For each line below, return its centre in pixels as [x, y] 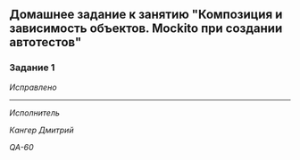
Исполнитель [35, 112]
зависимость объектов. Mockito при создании [146, 29]
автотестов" [46, 42]
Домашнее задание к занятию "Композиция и [146, 15]
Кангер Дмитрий [42, 130]
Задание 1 [32, 68]
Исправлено [33, 87]
